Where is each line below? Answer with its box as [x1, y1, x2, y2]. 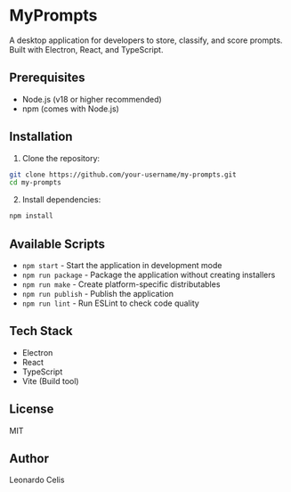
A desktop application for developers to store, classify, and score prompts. [9, 35, 283, 45]
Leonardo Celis [9, 474, 65, 486]
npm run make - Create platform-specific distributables [21, 279, 221, 290]
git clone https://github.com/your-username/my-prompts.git [9, 170, 238, 179]
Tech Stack [9, 324, 73, 339]
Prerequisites [9, 70, 85, 86]
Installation [9, 129, 73, 144]
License [9, 402, 54, 417]
